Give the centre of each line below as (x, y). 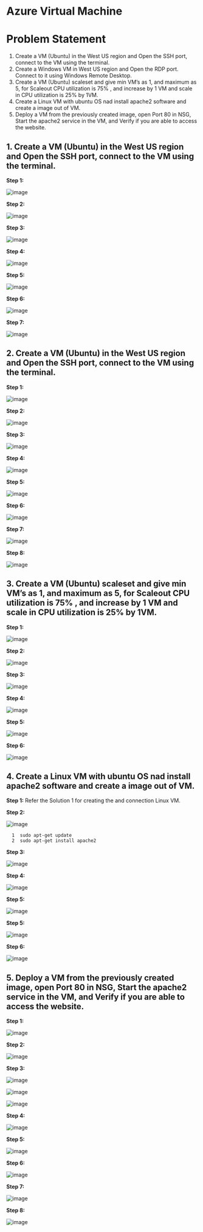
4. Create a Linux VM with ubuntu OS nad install (98, 776)
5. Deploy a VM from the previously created (90, 978)
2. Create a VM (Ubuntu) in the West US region (96, 353)
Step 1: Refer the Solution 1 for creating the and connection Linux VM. (93, 800)
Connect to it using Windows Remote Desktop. (74, 76)
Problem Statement (56, 39)
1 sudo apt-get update (42, 835)
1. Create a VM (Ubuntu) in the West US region (95, 147)
